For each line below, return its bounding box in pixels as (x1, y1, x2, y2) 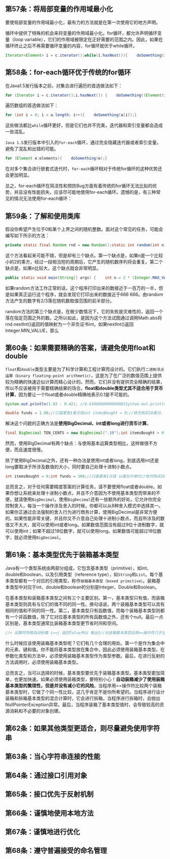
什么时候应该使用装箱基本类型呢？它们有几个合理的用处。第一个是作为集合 (5, 640, 160, 646)
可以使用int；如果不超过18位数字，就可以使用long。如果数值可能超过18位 (5, 528, 157, 534)
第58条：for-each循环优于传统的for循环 (5, 68, 131, 77)
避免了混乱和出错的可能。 (5, 146, 59, 152)
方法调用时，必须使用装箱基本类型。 (5, 659, 81, 665)
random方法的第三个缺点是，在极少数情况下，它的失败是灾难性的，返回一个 (5, 308, 163, 314)
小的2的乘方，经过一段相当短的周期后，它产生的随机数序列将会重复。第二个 (5, 258, 163, 265)
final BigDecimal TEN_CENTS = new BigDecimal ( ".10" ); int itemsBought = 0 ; (5, 430, 166, 436)
